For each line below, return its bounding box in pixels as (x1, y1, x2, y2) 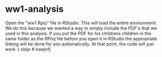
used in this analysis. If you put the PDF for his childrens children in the (5, 30, 151, 36)
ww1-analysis (5, 3, 64, 15)
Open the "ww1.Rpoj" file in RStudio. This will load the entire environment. (5, 20, 157, 26)
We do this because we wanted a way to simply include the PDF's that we (5, 25, 157, 31)
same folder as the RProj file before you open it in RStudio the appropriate (5, 36, 157, 42)
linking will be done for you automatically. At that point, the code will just (5, 41, 154, 47)
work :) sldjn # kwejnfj (5, 46, 51, 52)
